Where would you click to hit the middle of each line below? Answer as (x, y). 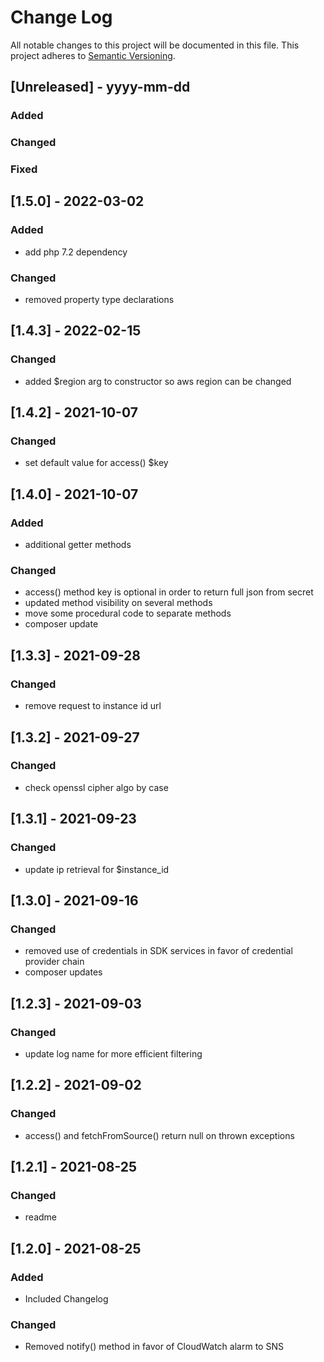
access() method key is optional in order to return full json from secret (169, 592)
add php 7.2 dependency (76, 252)
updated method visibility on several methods (118, 603)
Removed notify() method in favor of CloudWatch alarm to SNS (154, 1347)
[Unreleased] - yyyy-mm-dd (100, 87)
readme (40, 1217)
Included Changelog (66, 1298)
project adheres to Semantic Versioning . (93, 55)
